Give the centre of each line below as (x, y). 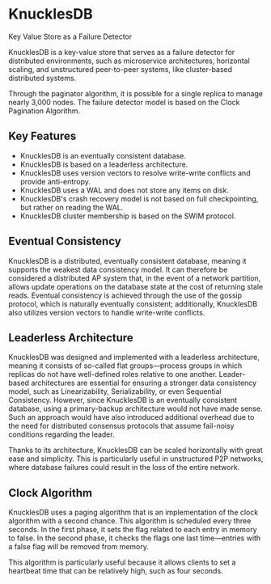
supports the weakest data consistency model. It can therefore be (118, 269)
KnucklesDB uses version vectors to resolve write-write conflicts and (135, 173)
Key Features (42, 136)
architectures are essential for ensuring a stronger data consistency (144, 383)
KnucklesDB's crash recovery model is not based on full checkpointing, (139, 198)
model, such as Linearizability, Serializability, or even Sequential (115, 391)
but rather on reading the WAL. (72, 207)
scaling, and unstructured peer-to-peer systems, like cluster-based (121, 69)
